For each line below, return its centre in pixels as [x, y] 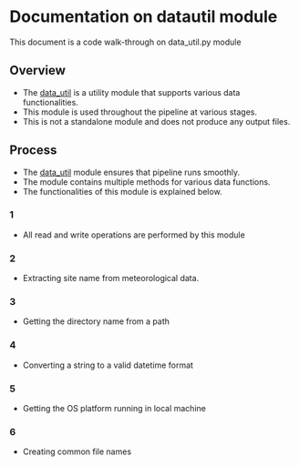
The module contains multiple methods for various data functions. [146, 182]
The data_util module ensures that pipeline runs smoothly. [131, 172]
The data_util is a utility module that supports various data [131, 92]
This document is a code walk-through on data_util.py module [125, 42]
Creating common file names [77, 451]
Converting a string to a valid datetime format [108, 365]
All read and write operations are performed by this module [134, 235]
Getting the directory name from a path [96, 321]
